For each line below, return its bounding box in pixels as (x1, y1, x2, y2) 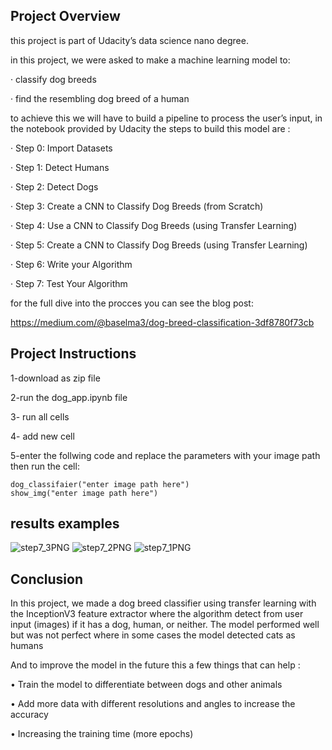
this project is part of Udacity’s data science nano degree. (10, 34, 249, 46)
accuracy (10, 709, 49, 721)
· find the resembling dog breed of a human (10, 92, 190, 104)
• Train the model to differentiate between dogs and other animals (10, 679, 283, 691)
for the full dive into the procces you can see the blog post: (10, 297, 254, 309)
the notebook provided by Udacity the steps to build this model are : (10, 122, 291, 134)
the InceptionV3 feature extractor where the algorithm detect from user (10, 608, 304, 620)
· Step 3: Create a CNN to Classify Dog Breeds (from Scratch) (10, 200, 264, 212)
